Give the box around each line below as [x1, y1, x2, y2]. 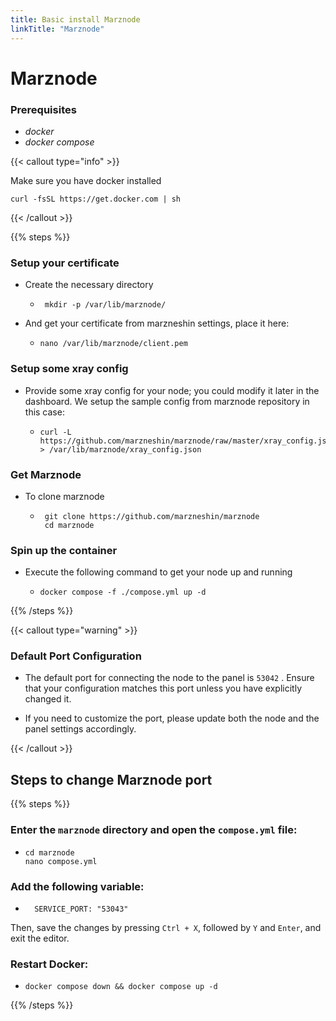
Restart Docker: [10, 957, 89, 971]
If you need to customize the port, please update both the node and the [24, 712, 320, 725]
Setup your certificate [10, 256, 120, 270]
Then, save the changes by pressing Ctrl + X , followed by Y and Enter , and [10, 921, 322, 933]
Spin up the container [10, 543, 118, 557]
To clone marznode [24, 490, 105, 502]
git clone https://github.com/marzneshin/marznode [44, 511, 260, 521]
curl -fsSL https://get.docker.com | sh [10, 194, 182, 204]
